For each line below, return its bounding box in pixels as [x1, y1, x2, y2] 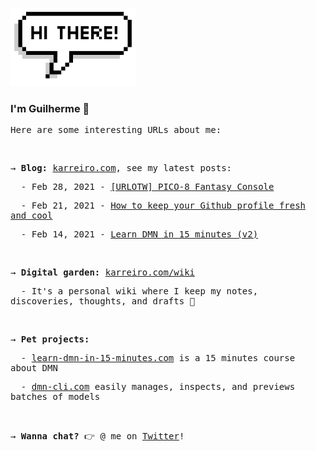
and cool [10, 210, 53, 222]
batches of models [10, 391, 101, 403]
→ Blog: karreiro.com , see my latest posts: [10, 163, 233, 174]
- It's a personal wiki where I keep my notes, [20, 286, 259, 297]
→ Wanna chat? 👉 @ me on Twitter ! [10, 431, 185, 442]
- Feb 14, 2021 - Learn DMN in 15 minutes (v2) [20, 229, 259, 240]
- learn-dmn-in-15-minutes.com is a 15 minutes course [20, 353, 296, 364]
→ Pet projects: [10, 334, 90, 345]
